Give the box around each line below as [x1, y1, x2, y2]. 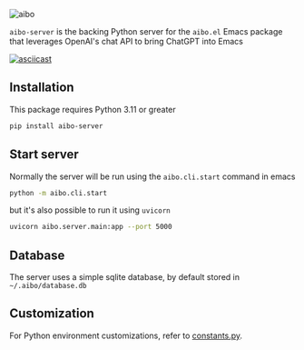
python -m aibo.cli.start [9, 188, 107, 197]
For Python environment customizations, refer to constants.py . [9, 330, 243, 341]
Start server [9, 146, 79, 163]
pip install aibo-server [9, 121, 103, 131]
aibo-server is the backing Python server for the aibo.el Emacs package [9, 26, 283, 36]
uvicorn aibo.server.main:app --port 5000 [9, 223, 172, 232]
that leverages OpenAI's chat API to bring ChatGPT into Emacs [9, 36, 243, 46]
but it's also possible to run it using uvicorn [9, 205, 171, 215]
